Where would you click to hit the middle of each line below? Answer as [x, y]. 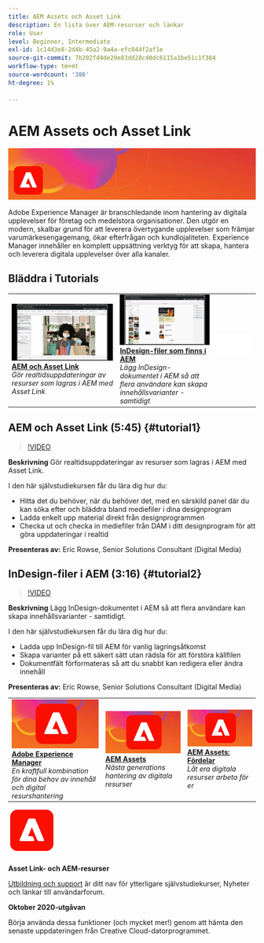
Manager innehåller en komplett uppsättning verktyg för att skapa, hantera [128, 245]
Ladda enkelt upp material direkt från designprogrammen [112, 517]
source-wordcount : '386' [49, 75]
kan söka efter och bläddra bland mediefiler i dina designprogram [125, 509]
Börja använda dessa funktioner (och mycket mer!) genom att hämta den [126, 923]
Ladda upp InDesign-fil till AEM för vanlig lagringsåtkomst [113, 647]
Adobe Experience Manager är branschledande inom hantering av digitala [128, 212]
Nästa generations [135, 767]
